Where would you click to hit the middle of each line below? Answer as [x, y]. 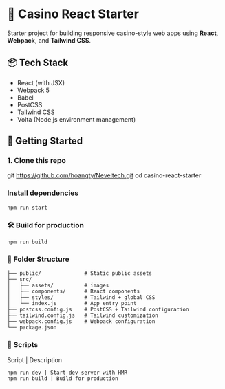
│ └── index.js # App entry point [72, 304]
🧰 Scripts [23, 345]
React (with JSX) [41, 82]
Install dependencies [43, 193]
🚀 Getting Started [45, 141]
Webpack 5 [33, 90]
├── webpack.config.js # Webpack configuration [81, 322]
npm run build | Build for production [63, 378]
